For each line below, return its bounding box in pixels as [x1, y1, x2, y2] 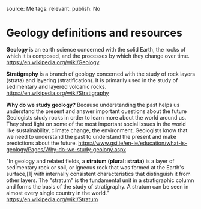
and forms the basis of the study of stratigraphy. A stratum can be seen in [6, 183, 189, 190]
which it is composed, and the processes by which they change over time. [6, 52, 190, 59]
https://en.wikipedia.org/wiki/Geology [6, 58, 100, 65]
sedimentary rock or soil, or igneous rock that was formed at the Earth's [6, 163, 184, 171]
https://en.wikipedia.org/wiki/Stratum [6, 195, 98, 203]
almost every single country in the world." [6, 189, 109, 196]
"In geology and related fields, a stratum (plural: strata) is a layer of [6, 157, 175, 165]
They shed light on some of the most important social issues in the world [6, 120, 186, 127]
